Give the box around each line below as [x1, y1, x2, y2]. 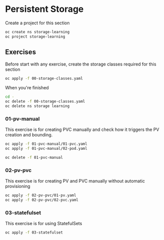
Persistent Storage [5, 3, 84, 15]
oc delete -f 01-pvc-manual [5, 155, 63, 160]
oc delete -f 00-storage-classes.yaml [5, 99, 85, 104]
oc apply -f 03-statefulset [5, 230, 63, 235]
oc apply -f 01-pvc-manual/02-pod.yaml [5, 146, 88, 151]
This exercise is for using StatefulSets [5, 221, 83, 227]
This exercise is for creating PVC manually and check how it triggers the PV [5, 126, 160, 132]
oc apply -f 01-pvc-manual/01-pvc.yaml [5, 141, 88, 147]
